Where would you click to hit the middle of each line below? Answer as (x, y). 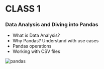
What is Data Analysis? (36, 35)
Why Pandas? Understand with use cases (56, 41)
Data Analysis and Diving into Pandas (52, 25)
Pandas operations (32, 46)
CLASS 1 (23, 9)
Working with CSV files (36, 51)
